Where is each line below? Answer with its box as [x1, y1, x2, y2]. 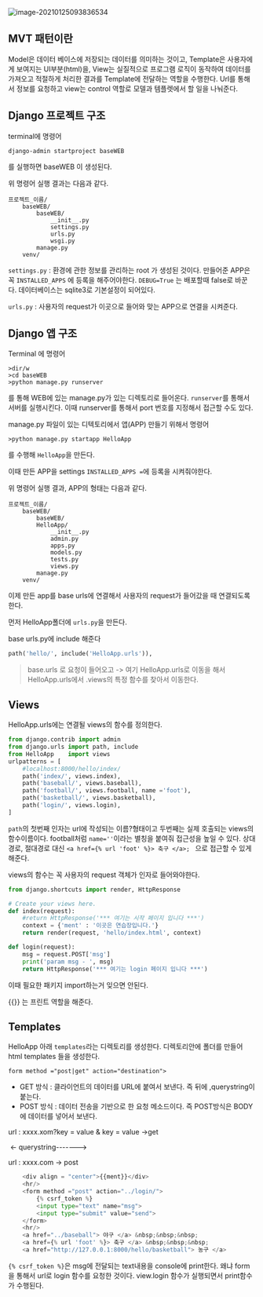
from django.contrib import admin [8, 736, 122, 743]
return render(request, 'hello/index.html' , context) [22, 929, 202, 937]
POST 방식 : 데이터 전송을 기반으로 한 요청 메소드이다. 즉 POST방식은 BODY [19, 1102, 254, 1111]
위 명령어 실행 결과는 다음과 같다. [8, 178, 109, 188]
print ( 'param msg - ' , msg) [22, 958, 114, 966]
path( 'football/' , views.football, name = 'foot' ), [22, 787, 192, 795]
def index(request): [8, 907, 76, 915]
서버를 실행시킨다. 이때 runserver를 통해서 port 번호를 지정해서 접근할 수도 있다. [8, 403, 254, 412]
